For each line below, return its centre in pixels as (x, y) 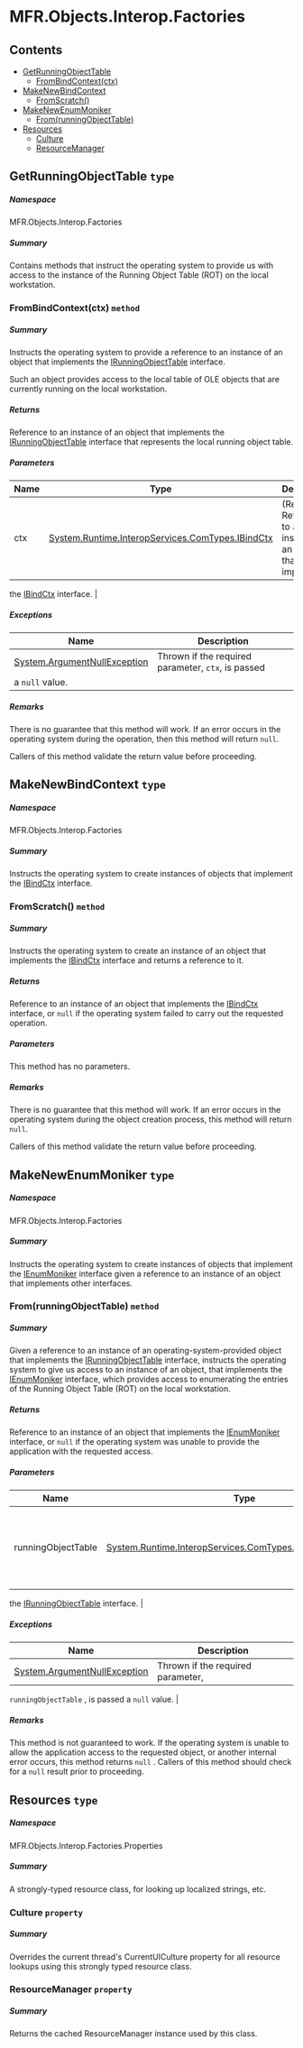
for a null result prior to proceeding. (77, 1772)
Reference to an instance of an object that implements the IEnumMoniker (145, 1432)
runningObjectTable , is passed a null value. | (94, 1699)
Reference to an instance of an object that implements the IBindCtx (134, 1004)
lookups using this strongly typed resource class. (101, 1966)
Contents (36, 50)
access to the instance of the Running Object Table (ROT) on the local (139, 275)
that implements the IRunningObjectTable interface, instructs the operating (148, 1360)
